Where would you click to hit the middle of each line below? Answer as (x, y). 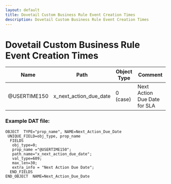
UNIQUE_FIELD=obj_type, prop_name (44, 136)
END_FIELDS (21, 172)
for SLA (146, 106)
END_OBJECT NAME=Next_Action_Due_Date (48, 176)
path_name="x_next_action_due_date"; (52, 154)
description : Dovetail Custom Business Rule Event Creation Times (77, 19)
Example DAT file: (27, 121)
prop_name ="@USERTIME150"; (42, 149)
